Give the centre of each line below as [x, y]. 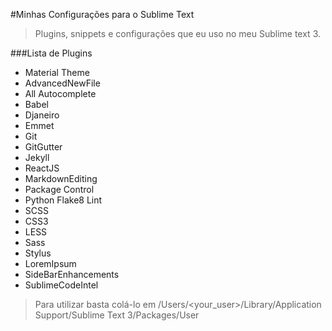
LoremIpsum [50, 263]
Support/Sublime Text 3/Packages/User [117, 315]
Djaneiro [42, 115]
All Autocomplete [60, 93]
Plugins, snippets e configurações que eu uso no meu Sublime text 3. [177, 33]
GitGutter [43, 147]
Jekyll [37, 157]
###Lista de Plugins [51, 53]
